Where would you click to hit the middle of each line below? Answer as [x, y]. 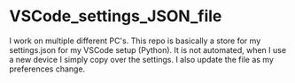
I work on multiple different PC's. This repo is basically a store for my [135, 41]
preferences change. [47, 69]
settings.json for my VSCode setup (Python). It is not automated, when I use [147, 49]
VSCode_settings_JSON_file [116, 16]
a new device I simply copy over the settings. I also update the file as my [142, 59]
